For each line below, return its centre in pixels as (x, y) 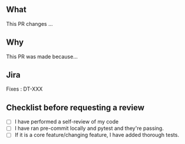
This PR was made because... (42, 56)
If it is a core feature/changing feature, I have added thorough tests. (97, 135)
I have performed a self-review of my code (67, 122)
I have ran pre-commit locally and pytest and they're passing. (89, 128)
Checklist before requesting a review (75, 107)
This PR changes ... (29, 24)
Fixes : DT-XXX (24, 89)
